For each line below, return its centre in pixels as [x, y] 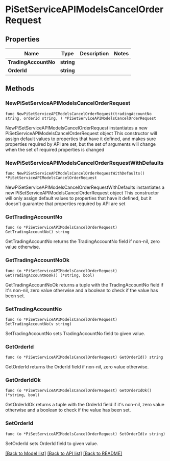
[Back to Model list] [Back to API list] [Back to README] [64, 453]
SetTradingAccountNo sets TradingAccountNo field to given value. [75, 333]
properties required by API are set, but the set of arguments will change [81, 144]
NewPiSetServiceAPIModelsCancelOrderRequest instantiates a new [77, 128]
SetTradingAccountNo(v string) [39, 324]
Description [94, 53]
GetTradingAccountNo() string [38, 232]
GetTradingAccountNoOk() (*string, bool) [50, 275]
